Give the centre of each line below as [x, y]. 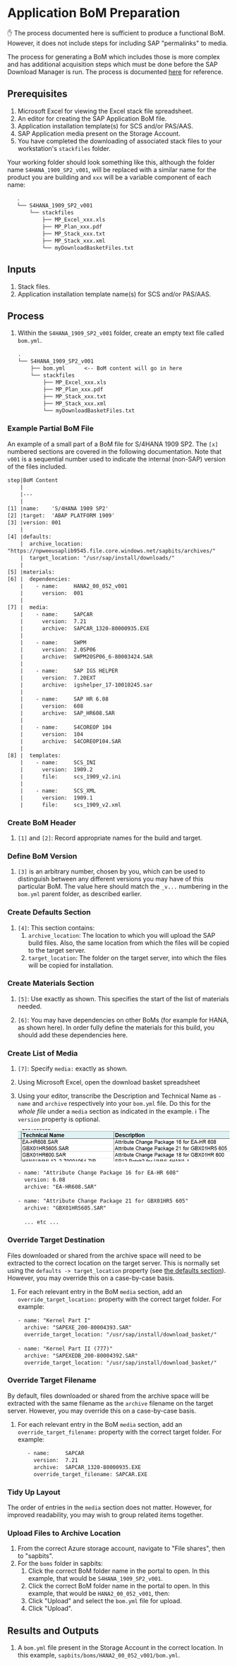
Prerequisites [37, 94]
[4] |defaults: [30, 537]
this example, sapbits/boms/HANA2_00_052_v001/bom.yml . [99, 1655]
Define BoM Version [42, 856]
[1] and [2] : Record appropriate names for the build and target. [110, 838]
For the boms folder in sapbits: [60, 1564]
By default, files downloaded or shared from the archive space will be [108, 1396]
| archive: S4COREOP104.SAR [71, 741]
